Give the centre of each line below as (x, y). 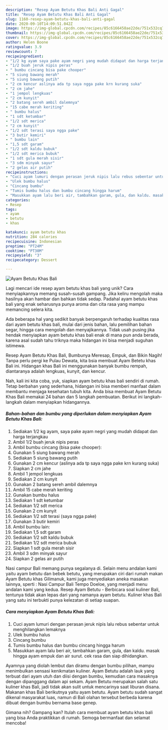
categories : (18, 200)
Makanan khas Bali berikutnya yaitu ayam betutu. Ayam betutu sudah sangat (84, 692)
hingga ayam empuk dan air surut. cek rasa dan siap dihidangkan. (81, 656)
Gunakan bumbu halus (36, 495)
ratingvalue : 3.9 (24, 47)
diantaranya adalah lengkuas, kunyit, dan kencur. (56, 371)
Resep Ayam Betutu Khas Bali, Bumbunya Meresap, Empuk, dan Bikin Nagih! (84, 355)
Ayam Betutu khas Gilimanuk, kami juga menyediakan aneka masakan (77, 579)
